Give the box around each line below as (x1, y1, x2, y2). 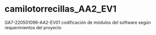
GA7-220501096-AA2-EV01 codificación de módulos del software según (4, 19, 151, 25)
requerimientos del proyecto (4, 24, 62, 30)
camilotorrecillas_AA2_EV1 (4, 3, 117, 15)
